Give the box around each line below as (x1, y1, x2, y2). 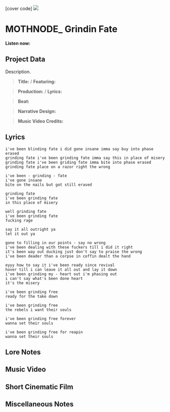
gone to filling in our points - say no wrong (5, 240, 106, 245)
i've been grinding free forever (5, 316, 76, 321)
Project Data (5, 55, 46, 64)
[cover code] (5, 6, 33, 11)
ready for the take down (5, 294, 58, 299)
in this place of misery (5, 200, 58, 205)
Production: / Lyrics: (17, 88, 63, 94)
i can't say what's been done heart (5, 276, 83, 281)
